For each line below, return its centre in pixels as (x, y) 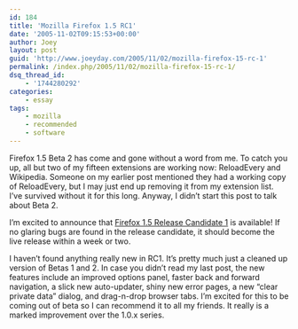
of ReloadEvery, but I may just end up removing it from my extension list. (141, 186)
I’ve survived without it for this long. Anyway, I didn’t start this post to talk (143, 195)
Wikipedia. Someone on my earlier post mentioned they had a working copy (148, 176)
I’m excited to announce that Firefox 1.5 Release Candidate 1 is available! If (145, 222)
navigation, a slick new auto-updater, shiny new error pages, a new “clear (144, 286)
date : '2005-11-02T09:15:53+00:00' (75, 34)
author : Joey (33, 42)
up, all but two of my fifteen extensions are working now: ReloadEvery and (145, 167)
